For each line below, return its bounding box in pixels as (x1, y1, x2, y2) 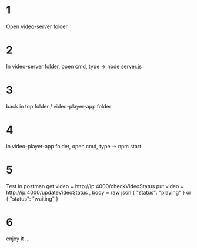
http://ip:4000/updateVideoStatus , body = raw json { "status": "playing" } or (6, 189, 192, 196)
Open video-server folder (6, 23, 68, 30)
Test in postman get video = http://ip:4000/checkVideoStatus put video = (6, 182, 184, 189)
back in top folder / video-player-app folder (6, 103, 112, 110)
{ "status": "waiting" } (6, 195, 59, 202)
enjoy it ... (6, 235, 30, 242)
